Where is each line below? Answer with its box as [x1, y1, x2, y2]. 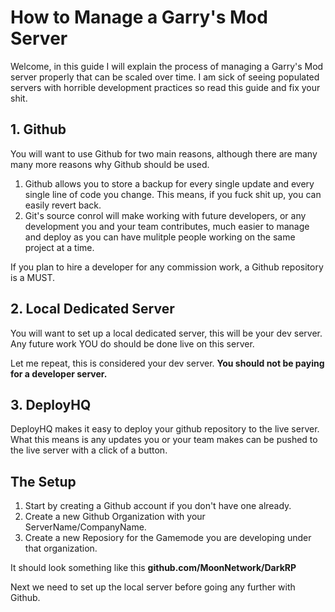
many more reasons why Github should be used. [10, 158, 210, 170]
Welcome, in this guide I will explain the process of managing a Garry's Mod [10, 60, 324, 72]
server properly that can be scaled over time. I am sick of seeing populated [10, 71, 320, 83]
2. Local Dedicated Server [10, 301, 175, 318]
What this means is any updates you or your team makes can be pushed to [10, 434, 318, 446]
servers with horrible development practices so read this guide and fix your [10, 81, 321, 93]
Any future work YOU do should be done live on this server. [10, 337, 255, 350]
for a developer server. [10, 367, 108, 380]
